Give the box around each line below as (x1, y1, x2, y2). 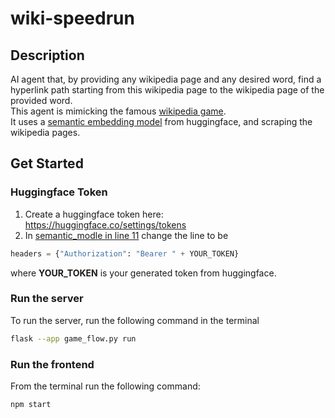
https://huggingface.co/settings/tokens (24, 218, 187, 231)
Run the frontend (10, 357, 95, 371)
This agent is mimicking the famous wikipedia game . (10, 105, 227, 117)
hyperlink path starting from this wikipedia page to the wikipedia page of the (10, 84, 325, 96)
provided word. (10, 95, 73, 106)
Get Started (10, 155, 84, 172)
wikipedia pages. (10, 127, 81, 138)
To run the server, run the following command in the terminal (10, 314, 260, 326)
